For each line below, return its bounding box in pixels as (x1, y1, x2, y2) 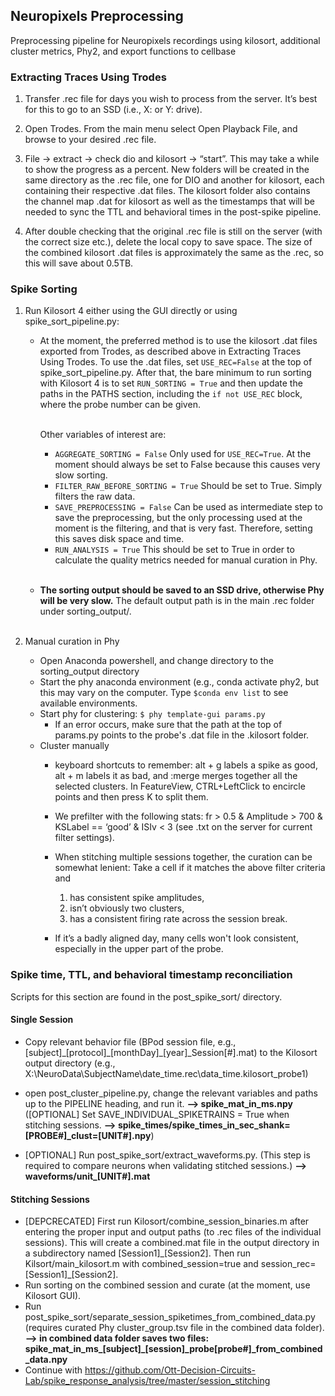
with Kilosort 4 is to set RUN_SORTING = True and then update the (39, 377, 303, 389)
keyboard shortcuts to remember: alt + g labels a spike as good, (54, 759, 318, 771)
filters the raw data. (54, 490, 136, 503)
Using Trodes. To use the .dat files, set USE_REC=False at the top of (39, 356, 313, 368)
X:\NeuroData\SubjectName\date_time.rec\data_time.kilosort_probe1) (24, 1067, 309, 1079)
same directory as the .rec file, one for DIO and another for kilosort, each (24, 174, 325, 186)
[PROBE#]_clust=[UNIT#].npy (24, 1129, 152, 1141)
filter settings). (54, 832, 115, 844)
